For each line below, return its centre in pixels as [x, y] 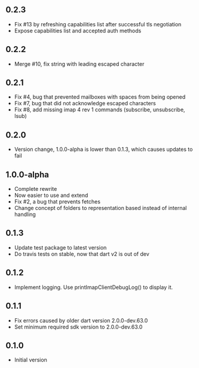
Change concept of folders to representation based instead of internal [100, 208]
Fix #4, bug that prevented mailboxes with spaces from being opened [100, 97]
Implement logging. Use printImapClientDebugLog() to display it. [94, 287]
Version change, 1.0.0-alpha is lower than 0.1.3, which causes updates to [103, 150]
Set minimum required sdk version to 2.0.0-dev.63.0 [78, 327]
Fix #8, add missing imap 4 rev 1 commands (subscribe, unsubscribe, [100, 110]
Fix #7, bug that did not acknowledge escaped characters [85, 104]
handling [25, 214]
